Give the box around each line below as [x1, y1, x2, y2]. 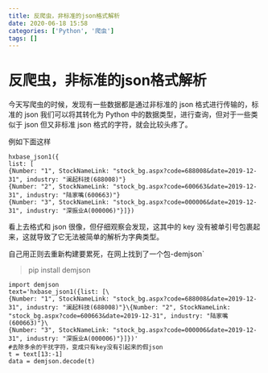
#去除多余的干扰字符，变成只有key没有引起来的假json [8, 343, 163, 351]
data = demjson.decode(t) [8, 358, 95, 366]
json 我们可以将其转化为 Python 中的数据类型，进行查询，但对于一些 [23, 110, 251, 119]
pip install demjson [27, 265, 91, 275]
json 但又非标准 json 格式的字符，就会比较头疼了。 [23, 120, 192, 130]
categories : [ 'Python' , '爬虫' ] [8, 27, 115, 35]
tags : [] [8, 34, 38, 43]
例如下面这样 [8, 137, 51, 147]
